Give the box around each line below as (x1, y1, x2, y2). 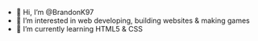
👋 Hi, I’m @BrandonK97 (15, 8, 94, 17)
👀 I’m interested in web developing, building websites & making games (15, 16, 250, 25)
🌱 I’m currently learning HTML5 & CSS (15, 24, 144, 33)
